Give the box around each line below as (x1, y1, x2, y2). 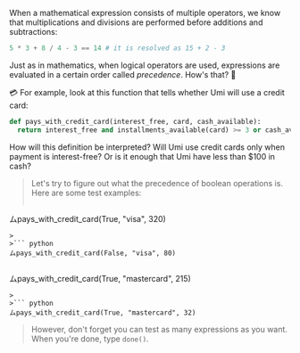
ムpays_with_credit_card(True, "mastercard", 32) (9, 308, 196, 317)
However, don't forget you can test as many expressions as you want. (30, 324, 288, 334)
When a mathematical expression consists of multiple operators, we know (9, 8, 281, 18)
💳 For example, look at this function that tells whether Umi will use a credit (9, 86, 286, 97)
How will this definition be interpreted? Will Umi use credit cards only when (9, 142, 286, 152)
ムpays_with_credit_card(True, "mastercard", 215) (9, 273, 192, 283)
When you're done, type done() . (30, 333, 149, 344)
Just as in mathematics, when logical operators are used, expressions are (9, 60, 280, 70)
